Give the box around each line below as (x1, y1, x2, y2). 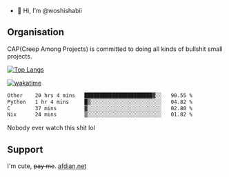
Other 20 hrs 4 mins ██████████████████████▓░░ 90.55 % (7, 92, 193, 99)
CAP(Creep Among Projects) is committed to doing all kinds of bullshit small (7, 45, 223, 53)
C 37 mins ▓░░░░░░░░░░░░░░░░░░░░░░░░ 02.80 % (7, 105, 193, 112)
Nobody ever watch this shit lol (7, 124, 95, 132)
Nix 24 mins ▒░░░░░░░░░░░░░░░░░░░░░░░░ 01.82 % (7, 111, 193, 118)
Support (7, 143, 43, 155)
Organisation (7, 26, 64, 38)
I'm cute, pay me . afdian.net (7, 162, 87, 170)
